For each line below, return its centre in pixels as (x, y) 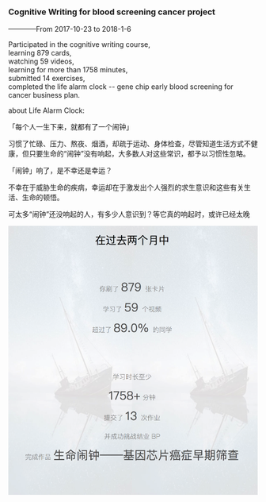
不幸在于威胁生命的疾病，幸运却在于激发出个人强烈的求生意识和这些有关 (126, 187)
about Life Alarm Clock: (47, 110)
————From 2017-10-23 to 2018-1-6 (70, 29)
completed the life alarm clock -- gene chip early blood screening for (121, 87)
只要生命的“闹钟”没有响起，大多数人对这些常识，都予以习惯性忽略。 (140, 154)
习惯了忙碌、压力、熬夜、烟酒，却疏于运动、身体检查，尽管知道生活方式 (126, 144)
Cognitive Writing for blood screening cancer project (112, 12)
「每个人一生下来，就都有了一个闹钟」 (70, 127)
